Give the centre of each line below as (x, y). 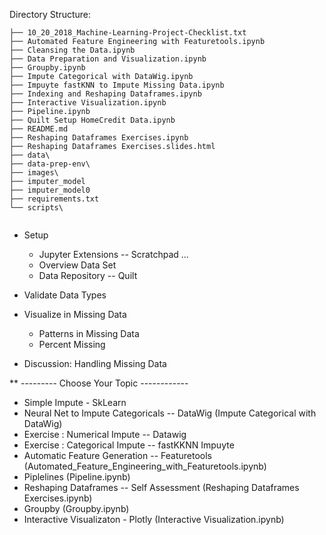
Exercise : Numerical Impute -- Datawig (105, 434)
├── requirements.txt (54, 199)
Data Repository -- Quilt (88, 275)
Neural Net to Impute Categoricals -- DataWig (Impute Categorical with (170, 413)
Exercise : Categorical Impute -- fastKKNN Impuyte (129, 445)
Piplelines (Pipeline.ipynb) (77, 477)
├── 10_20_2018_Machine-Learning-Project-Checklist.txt (128, 33)
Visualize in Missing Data (75, 314)
